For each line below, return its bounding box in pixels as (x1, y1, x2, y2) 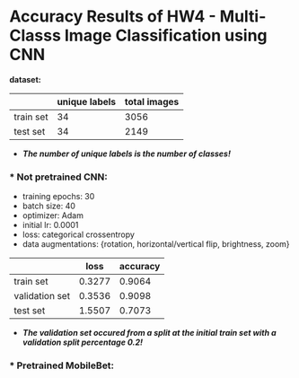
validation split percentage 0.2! (22, 337, 144, 347)
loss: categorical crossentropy (22, 229, 135, 240)
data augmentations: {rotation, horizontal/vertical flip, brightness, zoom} (22, 239, 290, 250)
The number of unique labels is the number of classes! (22, 148, 232, 159)
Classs (9, 25, 61, 46)
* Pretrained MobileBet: (9, 359, 115, 372)
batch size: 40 (22, 200, 76, 212)
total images (124, 95, 180, 108)
